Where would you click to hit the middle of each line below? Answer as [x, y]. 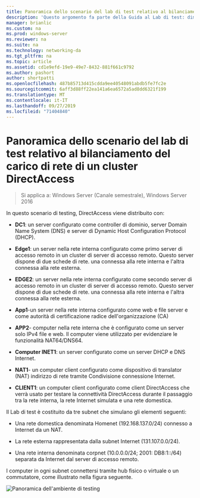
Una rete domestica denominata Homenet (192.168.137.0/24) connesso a [103, 424]
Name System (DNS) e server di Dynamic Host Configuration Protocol [100, 231]
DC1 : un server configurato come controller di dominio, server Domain [101, 225]
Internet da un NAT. [39, 430]
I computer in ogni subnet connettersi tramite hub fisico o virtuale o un [93, 471]
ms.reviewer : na [26, 39]
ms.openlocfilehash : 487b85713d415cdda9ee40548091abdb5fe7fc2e [86, 84]
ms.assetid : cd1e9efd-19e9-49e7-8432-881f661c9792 [70, 67]
